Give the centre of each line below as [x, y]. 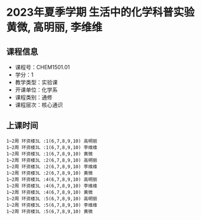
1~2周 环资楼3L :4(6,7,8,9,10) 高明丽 [52, 179]
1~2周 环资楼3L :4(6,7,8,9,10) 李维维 [52, 186]
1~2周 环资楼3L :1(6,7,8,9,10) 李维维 [52, 147]
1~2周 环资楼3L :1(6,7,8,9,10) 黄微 [49, 154]
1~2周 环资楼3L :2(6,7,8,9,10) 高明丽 [52, 160]
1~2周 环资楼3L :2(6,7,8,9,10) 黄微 [49, 173]
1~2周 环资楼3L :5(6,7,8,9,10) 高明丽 [52, 199]
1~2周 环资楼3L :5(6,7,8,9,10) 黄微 [49, 212]
